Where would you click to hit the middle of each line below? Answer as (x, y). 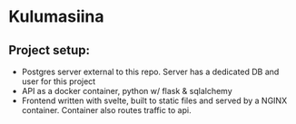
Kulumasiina (56, 17)
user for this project (59, 81)
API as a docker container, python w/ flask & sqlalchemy (127, 91)
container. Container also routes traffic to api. (106, 110)
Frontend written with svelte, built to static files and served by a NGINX (154, 100)
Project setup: (49, 50)
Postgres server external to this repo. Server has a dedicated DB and (150, 72)
